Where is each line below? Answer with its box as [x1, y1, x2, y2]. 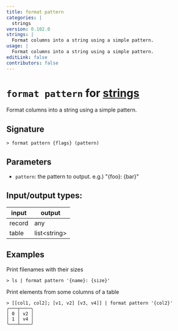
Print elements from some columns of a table [6, 288, 119, 296]
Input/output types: [6, 190, 83, 201]
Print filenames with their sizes [6, 266, 84, 273]
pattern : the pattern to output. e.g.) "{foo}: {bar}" [15, 173, 139, 180]
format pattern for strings [6, 86, 140, 100]
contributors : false [6, 60, 59, 66]
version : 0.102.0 [6, 26, 51, 32]
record [9, 219, 29, 227]
